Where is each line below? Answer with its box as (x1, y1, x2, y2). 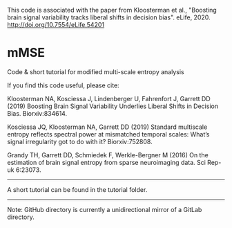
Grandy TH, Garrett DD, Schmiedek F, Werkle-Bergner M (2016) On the (7, 150, 209, 159)
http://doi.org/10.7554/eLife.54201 (7, 21, 105, 28)
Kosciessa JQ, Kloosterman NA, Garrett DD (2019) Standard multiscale (7, 123, 208, 131)
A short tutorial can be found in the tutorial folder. (7, 185, 148, 193)
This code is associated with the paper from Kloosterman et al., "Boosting (7, 6, 217, 14)
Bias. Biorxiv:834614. (7, 109, 68, 117)
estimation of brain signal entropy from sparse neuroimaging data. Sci (7, 158, 206, 166)
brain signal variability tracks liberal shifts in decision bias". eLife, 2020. (7, 13, 211, 21)
